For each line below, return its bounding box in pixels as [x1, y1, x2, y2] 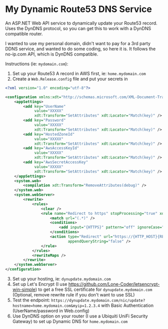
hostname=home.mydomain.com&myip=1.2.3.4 [12, 303, 100, 308]
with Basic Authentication [100, 302, 154, 308]
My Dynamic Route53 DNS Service [5, 4, 152, 15]
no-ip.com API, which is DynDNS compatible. [5, 51, 98, 57]
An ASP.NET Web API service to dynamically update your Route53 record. [5, 20, 157, 26]
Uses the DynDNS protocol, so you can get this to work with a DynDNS [5, 25, 151, 31]
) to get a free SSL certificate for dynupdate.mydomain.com [35, 286, 152, 292]
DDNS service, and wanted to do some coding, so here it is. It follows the [5, 46, 156, 52]
